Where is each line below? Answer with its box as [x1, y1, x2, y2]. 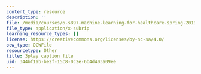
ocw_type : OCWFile [6, 42, 52, 48]
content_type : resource [6, 8, 66, 15]
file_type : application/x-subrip [6, 25, 90, 32]
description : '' [6, 14, 47, 20]
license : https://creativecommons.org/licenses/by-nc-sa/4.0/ [6, 36, 165, 42]
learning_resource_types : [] [6, 31, 79, 37]
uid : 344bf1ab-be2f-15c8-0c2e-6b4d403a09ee [6, 58, 117, 64]
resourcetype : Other [6, 48, 58, 54]
